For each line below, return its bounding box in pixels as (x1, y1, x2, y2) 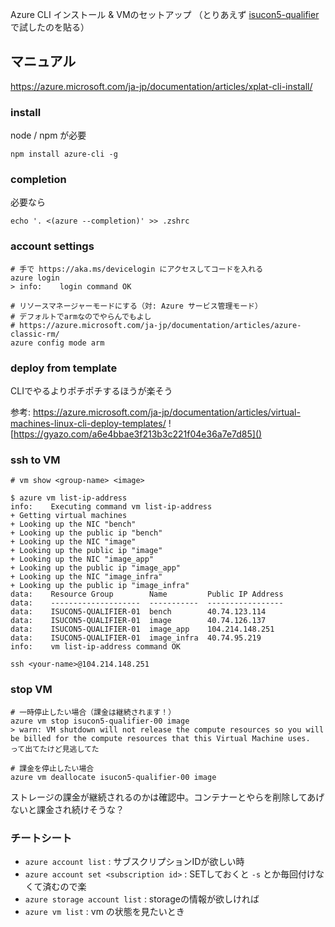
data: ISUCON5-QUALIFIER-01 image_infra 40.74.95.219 (10, 633, 262, 643)
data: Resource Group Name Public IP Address (10, 589, 284, 600)
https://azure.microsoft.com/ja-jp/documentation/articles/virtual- (32, 406, 301, 418)
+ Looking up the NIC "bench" (10, 519, 137, 530)
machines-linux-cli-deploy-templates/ (10, 418, 167, 429)
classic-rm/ (10, 329, 60, 339)
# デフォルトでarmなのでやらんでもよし (10, 311, 152, 322)
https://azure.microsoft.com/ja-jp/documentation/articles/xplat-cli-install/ (10, 80, 313, 92)
